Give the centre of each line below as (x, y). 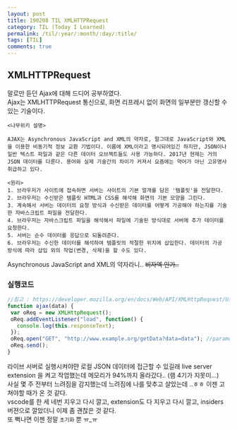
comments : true (30, 47)
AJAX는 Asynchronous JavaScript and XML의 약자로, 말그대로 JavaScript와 (110, 139)
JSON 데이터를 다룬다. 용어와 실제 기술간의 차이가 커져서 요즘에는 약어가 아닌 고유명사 (117, 162)
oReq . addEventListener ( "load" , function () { (77, 319)
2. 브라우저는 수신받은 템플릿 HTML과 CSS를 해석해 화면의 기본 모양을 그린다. (107, 198)
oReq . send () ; (30, 346)
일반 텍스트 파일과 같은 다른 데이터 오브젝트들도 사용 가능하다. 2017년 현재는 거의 (112, 154)
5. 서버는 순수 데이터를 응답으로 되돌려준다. (63, 235)
